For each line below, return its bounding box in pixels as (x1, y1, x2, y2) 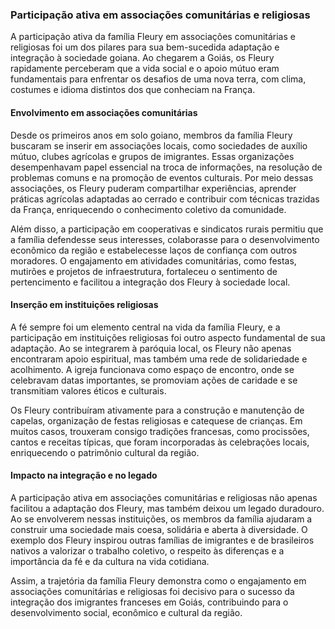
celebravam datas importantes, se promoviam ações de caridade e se (10, 374, 298, 386)
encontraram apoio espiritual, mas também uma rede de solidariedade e (10, 353, 308, 365)
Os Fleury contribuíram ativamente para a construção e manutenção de (10, 404, 305, 416)
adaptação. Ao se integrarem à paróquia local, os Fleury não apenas (10, 342, 292, 354)
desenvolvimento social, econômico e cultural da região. (10, 606, 243, 618)
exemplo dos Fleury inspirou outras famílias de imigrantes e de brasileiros (10, 534, 315, 546)
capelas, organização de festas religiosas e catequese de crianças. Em (10, 414, 303, 427)
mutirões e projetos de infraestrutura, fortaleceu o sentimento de (10, 265, 278, 277)
